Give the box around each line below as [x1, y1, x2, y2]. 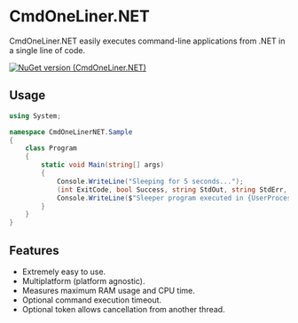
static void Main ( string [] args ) [41, 161, 165, 169]
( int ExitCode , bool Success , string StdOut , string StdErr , [56, 185, 288, 194]
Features [9, 242, 59, 258]
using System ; [9, 111, 62, 121]
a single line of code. [9, 44, 86, 55]
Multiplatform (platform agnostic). [21, 275, 145, 286]
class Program [25, 144, 77, 153]
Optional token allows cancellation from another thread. [21, 303, 225, 314]
